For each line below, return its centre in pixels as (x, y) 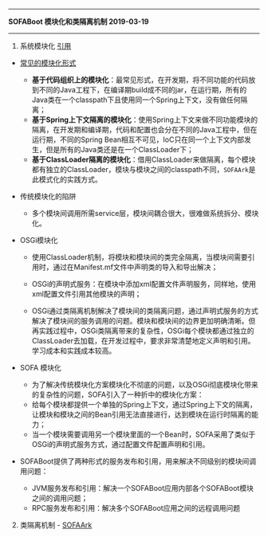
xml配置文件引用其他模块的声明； (87, 294)
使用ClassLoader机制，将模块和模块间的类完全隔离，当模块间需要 (140, 257)
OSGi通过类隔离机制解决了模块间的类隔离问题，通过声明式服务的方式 (145, 311)
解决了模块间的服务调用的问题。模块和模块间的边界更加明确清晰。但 (144, 321)
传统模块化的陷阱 (48, 196)
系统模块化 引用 (45, 46)
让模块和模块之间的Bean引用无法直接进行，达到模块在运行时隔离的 (142, 414)
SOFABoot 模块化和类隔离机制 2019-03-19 (79, 22)
